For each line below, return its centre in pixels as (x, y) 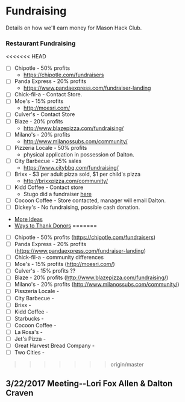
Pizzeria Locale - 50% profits (51, 147)
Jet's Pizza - (30, 339)
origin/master (127, 365)
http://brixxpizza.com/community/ (66, 181)
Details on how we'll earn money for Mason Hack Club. (74, 28)
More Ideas (28, 219)
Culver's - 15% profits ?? (45, 271)
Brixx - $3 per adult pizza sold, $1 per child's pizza (77, 174)
